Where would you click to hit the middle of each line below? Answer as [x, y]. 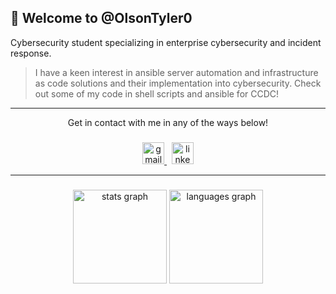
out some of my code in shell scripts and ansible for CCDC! [157, 93]
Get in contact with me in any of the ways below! [168, 122]
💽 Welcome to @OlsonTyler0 [101, 18]
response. [31, 53]
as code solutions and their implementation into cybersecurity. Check [178, 83]
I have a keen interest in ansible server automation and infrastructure [176, 72]
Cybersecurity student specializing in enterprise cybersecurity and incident [166, 42]
